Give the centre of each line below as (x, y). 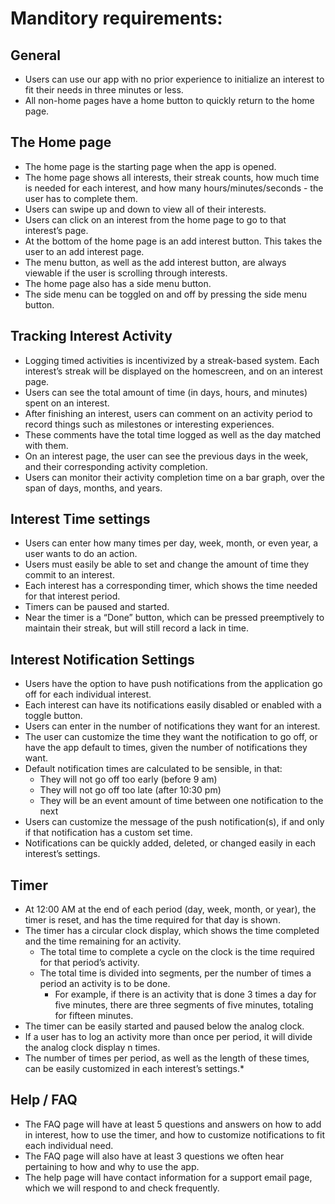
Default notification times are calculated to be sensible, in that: (153, 769)
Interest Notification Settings (102, 659)
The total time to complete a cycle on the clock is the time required (177, 952)
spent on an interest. (67, 403)
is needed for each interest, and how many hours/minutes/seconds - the (174, 188)
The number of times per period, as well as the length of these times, (167, 1058)
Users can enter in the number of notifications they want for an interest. (172, 726)
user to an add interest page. (84, 251)
